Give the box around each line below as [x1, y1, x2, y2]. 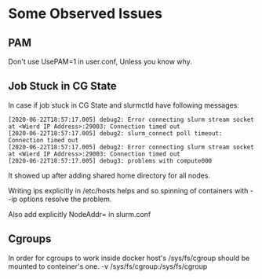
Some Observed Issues [8, 5, 163, 23]
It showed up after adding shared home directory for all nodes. [8, 171, 210, 180]
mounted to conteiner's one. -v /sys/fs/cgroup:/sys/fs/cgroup [8, 261, 208, 271]
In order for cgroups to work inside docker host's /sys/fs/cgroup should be [8, 253, 250, 262]
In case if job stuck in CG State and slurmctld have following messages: [8, 100, 239, 110]
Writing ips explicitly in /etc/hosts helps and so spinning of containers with [8, 185, 249, 195]
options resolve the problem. [19, 194, 112, 204]
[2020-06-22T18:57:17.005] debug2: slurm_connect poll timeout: [8, 129, 223, 138]
